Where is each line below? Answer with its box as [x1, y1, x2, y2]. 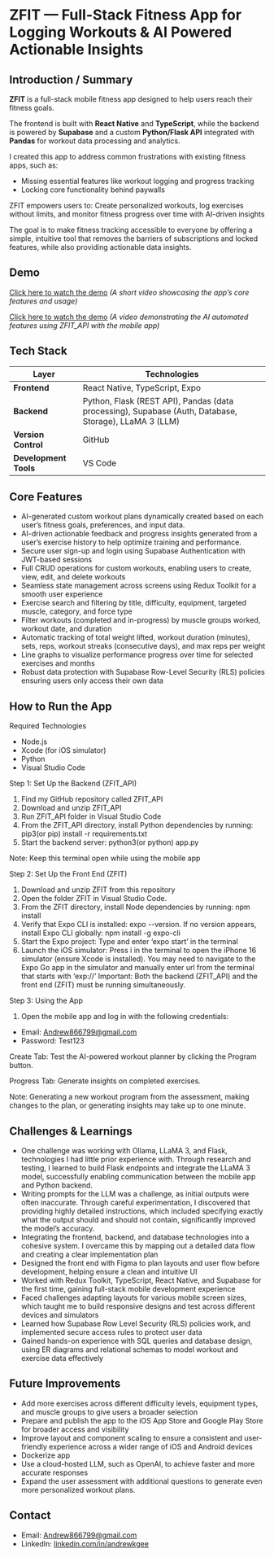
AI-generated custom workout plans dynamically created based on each [20, 511, 263, 522]
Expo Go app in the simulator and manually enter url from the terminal [20, 963, 254, 973]
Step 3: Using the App [9, 995, 84, 1006]
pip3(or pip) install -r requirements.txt [20, 829, 148, 839]
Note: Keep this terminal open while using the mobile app [9, 853, 201, 864]
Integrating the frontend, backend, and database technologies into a [20, 1232, 250, 1242]
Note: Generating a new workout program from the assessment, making [9, 1092, 250, 1102]
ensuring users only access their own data [20, 676, 163, 685]
